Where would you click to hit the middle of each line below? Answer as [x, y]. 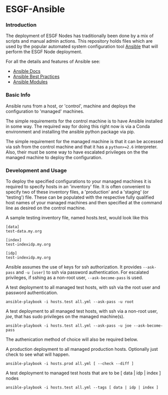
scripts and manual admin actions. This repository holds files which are [79, 41]
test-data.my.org [24, 231]
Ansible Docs [27, 71]
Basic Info [18, 95]
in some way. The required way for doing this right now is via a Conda [78, 126]
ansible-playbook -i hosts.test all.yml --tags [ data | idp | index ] [82, 387]
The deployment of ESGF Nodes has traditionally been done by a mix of [80, 36]
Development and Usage [36, 170]
